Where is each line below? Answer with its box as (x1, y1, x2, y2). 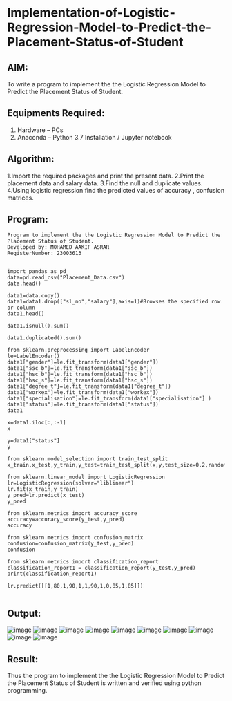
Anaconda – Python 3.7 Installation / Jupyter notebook (17, 133, 172, 141)
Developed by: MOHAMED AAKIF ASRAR (7, 244, 110, 251)
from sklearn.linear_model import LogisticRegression (7, 474, 166, 481)
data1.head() (7, 310, 45, 317)
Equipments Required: (7, 107, 105, 119)
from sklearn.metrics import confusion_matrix (7, 534, 144, 541)
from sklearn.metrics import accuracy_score (7, 510, 137, 517)
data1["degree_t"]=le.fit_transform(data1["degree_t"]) (7, 383, 171, 390)
